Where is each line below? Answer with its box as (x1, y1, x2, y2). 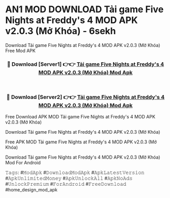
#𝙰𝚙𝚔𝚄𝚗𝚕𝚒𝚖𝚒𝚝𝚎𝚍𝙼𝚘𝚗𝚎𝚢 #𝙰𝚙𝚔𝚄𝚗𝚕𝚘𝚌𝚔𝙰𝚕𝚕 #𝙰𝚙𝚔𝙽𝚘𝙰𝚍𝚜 (5, 175, 133, 181)
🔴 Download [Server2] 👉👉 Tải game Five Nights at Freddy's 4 (6, 93, 165, 101)
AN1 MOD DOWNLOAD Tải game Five (5, 4, 164, 15)
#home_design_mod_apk (5, 186, 58, 192)
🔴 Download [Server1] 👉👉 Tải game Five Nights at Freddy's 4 (7, 60, 164, 67)
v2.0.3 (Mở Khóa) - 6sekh (5, 26, 116, 37)
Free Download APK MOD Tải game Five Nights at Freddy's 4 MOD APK (5, 113, 156, 119)
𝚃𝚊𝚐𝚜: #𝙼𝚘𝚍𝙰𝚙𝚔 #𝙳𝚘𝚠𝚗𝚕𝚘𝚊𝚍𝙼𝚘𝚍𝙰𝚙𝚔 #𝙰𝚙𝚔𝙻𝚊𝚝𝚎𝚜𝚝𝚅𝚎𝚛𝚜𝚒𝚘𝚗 (5, 169, 145, 176)
